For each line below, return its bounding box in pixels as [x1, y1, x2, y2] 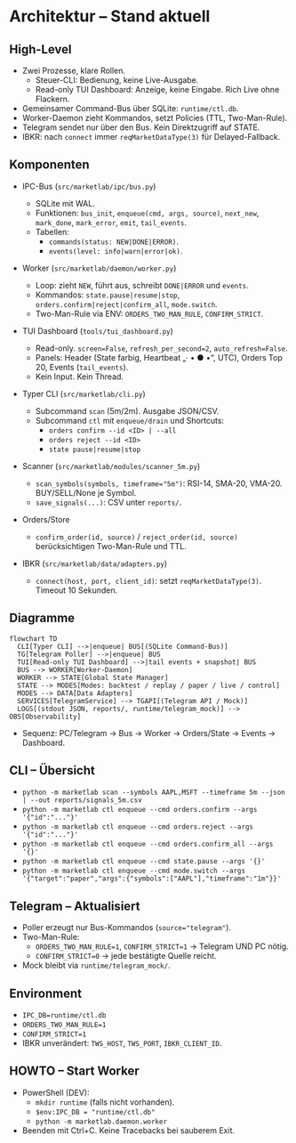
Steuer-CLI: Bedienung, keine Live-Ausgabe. [35, 75, 199, 85]
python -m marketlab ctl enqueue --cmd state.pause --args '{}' [21, 857, 266, 866]
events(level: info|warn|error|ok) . [48, 245, 183, 255]
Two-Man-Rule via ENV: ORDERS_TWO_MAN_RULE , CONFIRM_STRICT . [35, 308, 264, 319]
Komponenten [9, 158, 91, 173]
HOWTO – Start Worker [9, 1064, 140, 1079]
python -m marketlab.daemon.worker [35, 1117, 167, 1126]
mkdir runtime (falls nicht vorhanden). [35, 1097, 175, 1107]
